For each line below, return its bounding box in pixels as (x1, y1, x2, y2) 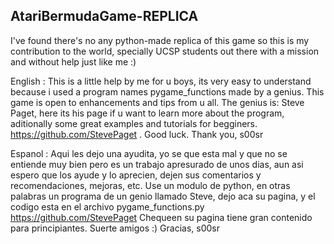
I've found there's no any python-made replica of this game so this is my (10, 34, 310, 46)
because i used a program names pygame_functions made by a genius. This (10, 85, 325, 98)
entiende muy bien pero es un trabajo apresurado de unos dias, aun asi (10, 158, 304, 170)
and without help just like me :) (10, 55, 137, 68)
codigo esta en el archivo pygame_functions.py (10, 200, 205, 213)
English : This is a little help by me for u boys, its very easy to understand (10, 75, 312, 87)
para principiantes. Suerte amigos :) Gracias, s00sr (10, 222, 220, 234)
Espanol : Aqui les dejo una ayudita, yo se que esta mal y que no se (10, 147, 288, 159)
